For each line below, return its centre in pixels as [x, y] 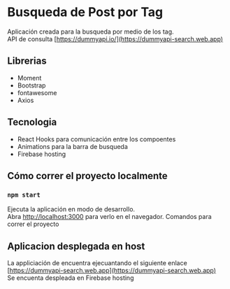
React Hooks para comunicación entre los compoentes [96, 139]
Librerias [27, 61]
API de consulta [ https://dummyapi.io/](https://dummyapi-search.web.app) [115, 38]
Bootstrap [31, 85]
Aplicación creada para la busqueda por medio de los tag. [91, 31]
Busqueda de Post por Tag [85, 12]
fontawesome [37, 92]
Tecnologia [32, 122]
